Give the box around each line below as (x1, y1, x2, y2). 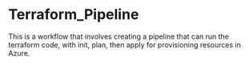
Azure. (8, 48, 30, 58)
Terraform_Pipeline (8, 6, 139, 24)
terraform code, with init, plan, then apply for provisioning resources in (8, 40, 242, 49)
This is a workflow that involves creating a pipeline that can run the (8, 32, 230, 41)
